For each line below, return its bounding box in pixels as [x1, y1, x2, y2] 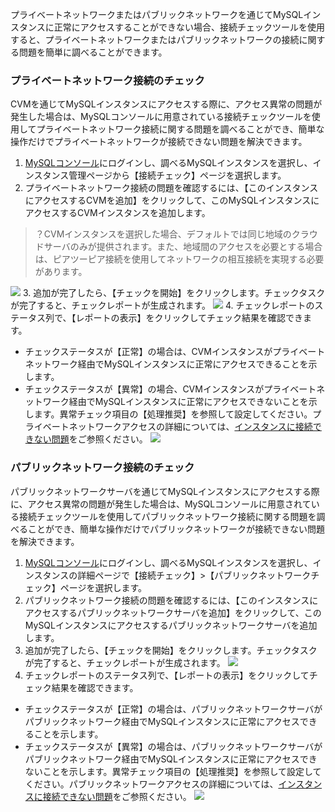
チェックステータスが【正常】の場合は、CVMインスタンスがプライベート [24, 346, 326, 358]
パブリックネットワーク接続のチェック [10, 461, 195, 475]
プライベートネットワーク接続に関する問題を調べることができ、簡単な [36, 123, 325, 135]
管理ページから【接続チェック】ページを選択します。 [68, 169, 287, 182]
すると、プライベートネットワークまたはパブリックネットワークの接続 [10, 34, 300, 45]
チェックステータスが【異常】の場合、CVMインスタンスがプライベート [24, 383, 317, 395]
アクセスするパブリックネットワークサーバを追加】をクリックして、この [24, 606, 322, 618]
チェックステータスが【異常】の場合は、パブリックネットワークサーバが [24, 740, 323, 752]
